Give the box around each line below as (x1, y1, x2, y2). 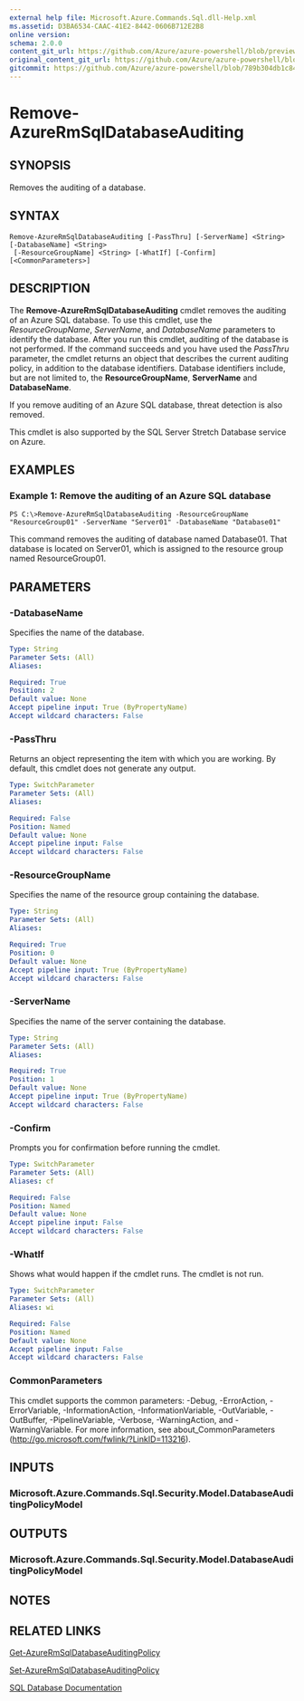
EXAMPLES (9, 462, 75, 477)
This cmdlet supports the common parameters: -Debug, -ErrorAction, (9, 1395, 269, 1406)
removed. (9, 408, 45, 419)
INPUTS (9, 1460, 54, 1475)
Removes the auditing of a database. (9, 182, 147, 193)
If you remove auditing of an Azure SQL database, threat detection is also (9, 399, 283, 410)
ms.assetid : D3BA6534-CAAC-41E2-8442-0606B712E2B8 (9, 22, 204, 31)
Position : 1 (9, 1075, 54, 1084)
